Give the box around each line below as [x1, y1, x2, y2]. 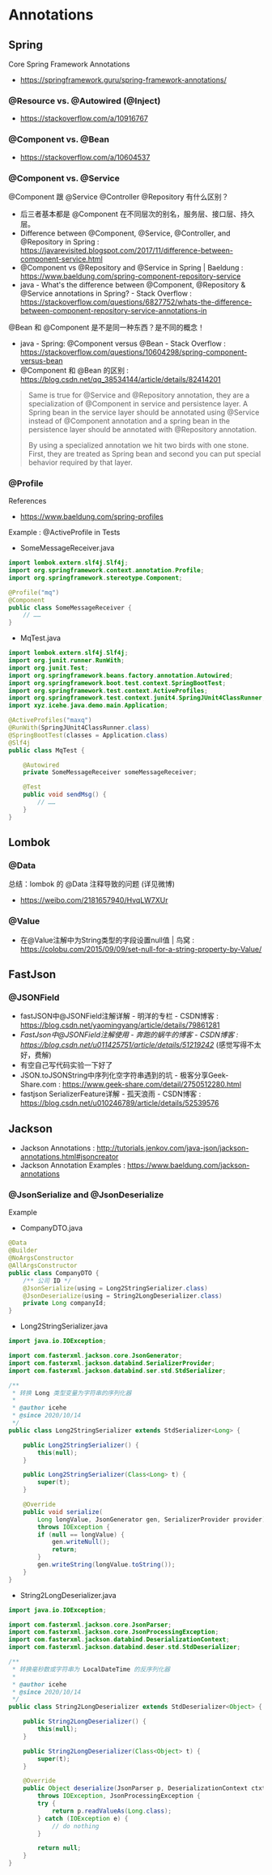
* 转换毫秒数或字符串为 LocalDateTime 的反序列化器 [11, 1665, 171, 1673]
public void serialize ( [23, 1507, 104, 1516]
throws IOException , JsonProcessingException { [37, 1792, 201, 1801]
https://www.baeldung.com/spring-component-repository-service [19, 271, 241, 281]
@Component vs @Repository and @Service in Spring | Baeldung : [19, 262, 244, 272]
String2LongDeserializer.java [19, 1590, 117, 1600]
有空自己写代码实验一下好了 [19, 1061, 113, 1070]
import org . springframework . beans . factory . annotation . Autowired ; [8, 671, 233, 679]
